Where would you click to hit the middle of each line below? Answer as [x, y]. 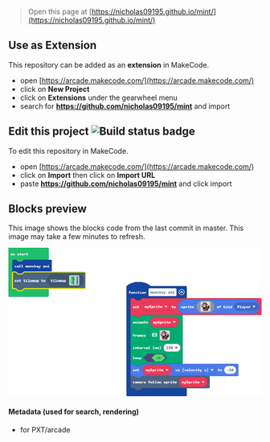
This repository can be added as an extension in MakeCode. [109, 64]
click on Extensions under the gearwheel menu [99, 97]
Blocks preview [47, 209]
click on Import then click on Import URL [88, 175]
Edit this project [49, 132]
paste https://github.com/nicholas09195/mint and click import [126, 184]
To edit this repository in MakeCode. [68, 151]
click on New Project [55, 89]
